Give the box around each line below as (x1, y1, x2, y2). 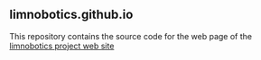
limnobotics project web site (9, 40, 115, 51)
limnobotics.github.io (9, 7, 134, 22)
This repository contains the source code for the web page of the (9, 30, 253, 41)
